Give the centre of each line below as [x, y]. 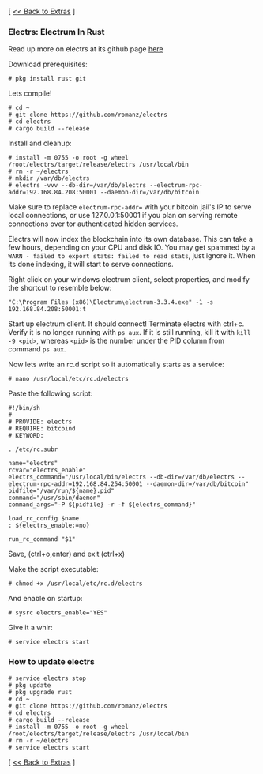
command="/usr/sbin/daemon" [54, 498]
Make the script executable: [53, 569]
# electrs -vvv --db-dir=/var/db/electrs [77, 186]
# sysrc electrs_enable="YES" [58, 613]
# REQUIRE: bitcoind [42, 429]
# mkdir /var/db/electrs [49, 178]
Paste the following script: [51, 393]
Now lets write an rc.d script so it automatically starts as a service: [116, 364]
